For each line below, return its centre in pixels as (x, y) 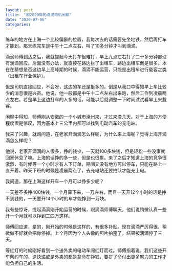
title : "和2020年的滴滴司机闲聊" (39, 15)
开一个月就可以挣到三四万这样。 (39, 216)
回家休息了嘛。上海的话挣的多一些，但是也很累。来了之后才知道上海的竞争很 (86, 158)
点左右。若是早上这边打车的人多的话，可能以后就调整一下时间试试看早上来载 (86, 100)
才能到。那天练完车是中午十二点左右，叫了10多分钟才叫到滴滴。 (73, 46)
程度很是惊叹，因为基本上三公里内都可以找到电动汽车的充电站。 (72, 123)
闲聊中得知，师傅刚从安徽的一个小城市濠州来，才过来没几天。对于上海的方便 (86, 117)
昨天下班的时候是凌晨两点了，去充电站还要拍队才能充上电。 (86, 171)
